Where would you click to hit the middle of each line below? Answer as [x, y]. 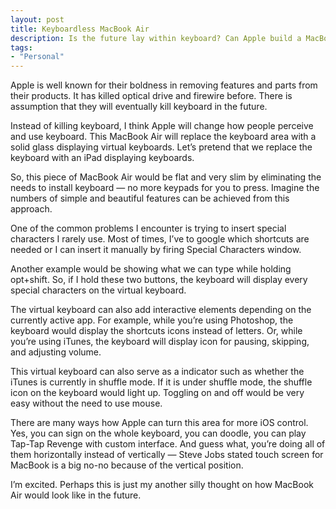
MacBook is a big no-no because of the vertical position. [127, 465]
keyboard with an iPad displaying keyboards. [102, 158]
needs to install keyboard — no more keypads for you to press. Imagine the [165, 188]
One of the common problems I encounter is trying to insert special [148, 228]
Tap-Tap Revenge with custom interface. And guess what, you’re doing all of [168, 444]
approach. [31, 209]
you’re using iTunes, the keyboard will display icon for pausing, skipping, [160, 342]
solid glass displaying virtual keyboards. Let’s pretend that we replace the [161, 147]
